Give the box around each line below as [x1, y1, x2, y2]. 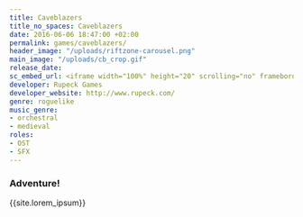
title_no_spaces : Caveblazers [9, 22, 124, 31]
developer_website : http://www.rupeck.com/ [9, 88, 176, 97]
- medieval [9, 122, 50, 131]
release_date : [9, 64, 63, 73]
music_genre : [9, 105, 59, 114]
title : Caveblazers [9, 13, 83, 23]
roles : [9, 131, 34, 140]
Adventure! [9, 176, 60, 189]
